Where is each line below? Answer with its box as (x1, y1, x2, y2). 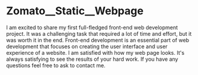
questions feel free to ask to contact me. (6, 61, 106, 69)
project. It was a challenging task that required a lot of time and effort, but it (6, 30, 192, 37)
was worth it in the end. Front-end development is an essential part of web (6, 36, 190, 43)
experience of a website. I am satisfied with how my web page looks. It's (6, 49, 185, 56)
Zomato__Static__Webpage (6, 4, 144, 18)
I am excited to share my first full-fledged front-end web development (6, 24, 178, 31)
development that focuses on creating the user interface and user (6, 43, 168, 50)
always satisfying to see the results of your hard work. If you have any (6, 55, 178, 62)
